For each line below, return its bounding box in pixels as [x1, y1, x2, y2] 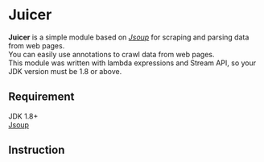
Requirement [8, 90, 75, 104]
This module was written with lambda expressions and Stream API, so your [8, 58, 257, 68]
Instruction [8, 143, 65, 157]
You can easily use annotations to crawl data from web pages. [8, 49, 215, 59]
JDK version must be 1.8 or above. [8, 66, 122, 76]
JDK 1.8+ [8, 111, 39, 121]
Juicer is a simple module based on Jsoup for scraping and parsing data [8, 32, 250, 42]
